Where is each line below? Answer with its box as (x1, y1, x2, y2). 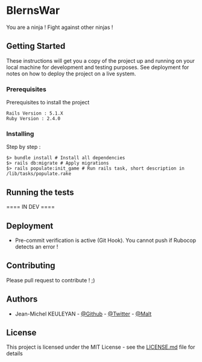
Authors (6, 294, 38, 305)
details (6, 350, 23, 357)
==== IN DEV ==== (6, 203, 55, 211)
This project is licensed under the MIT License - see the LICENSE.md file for (6, 343, 195, 351)
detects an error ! (14, 243, 58, 250)
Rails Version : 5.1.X (6, 110, 63, 116)
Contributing (6, 261, 55, 271)
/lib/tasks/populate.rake (6, 171, 71, 177)
